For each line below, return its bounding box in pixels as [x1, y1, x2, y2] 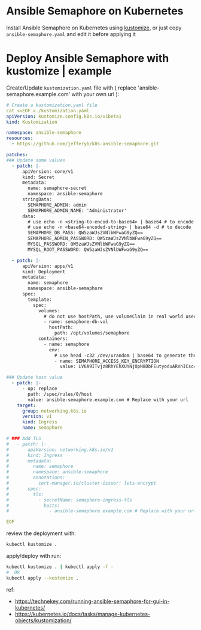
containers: [38, 336, 68, 342]
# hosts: [6, 503, 60, 509]
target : [17, 402, 36, 408]
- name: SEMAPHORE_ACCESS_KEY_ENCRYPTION [54, 358, 160, 364]
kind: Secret [22, 174, 55, 180]
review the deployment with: [6, 530, 77, 537]
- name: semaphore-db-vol [44, 319, 109, 325]
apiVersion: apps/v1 [22, 263, 74, 269]
